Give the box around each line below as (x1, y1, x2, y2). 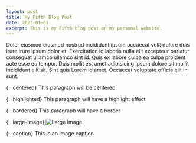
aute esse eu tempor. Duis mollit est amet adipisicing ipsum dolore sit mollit (6, 60, 189, 67)
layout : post (6, 8, 38, 15)
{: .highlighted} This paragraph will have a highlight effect (6, 96, 146, 103)
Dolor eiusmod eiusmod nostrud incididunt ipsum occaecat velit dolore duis (6, 41, 190, 48)
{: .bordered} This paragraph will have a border (6, 107, 121, 114)
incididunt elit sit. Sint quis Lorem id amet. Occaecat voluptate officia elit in (6, 66, 188, 74)
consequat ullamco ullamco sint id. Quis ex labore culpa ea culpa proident (6, 54, 186, 61)
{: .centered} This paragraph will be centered (6, 84, 116, 92)
